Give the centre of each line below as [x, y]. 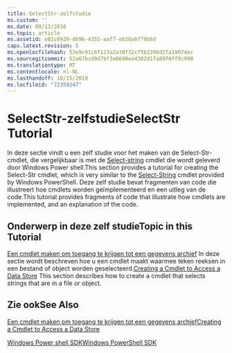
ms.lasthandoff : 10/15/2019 [48, 78]
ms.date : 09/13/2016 [37, 26]
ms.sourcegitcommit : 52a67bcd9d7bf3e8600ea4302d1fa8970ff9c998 [100, 59]
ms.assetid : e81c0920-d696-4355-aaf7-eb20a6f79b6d [82, 40]
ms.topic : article [34, 33]
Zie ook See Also [43, 305]
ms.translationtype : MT [42, 65]
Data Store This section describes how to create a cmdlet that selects [106, 276]
